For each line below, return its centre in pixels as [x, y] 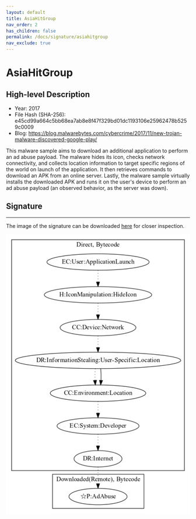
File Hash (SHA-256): [40, 115]
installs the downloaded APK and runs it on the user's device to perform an [96, 182]
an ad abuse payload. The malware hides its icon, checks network [85, 157]
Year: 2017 [27, 108]
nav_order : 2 [22, 25]
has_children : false [31, 31]
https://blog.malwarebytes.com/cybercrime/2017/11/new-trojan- [105, 133]
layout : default [26, 12]
